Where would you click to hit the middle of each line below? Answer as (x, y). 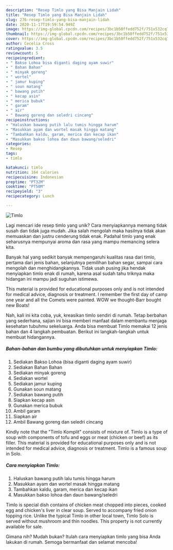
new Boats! (18, 305)
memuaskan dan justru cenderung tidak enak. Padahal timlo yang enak (81, 236)
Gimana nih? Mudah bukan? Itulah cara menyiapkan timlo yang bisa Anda (83, 536)
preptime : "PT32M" (25, 182)
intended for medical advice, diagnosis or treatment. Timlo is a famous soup (86, 448)
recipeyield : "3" (24, 191)
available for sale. (24, 526)
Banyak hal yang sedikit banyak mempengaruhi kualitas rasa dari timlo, (81, 257)
